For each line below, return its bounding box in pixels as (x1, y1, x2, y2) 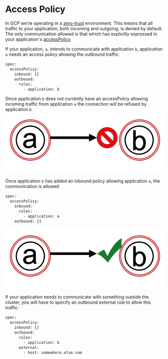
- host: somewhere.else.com (23, 350, 82, 355)
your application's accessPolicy (5, 36, 71, 42)
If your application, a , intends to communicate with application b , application (5, 46, 163, 52)
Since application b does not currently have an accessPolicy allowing (5, 96, 148, 102)
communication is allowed (5, 183, 59, 189)
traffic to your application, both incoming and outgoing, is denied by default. (5, 25, 163, 31)
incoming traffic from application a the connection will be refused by (5, 101, 147, 107)
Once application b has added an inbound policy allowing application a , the (5, 177, 160, 184)
